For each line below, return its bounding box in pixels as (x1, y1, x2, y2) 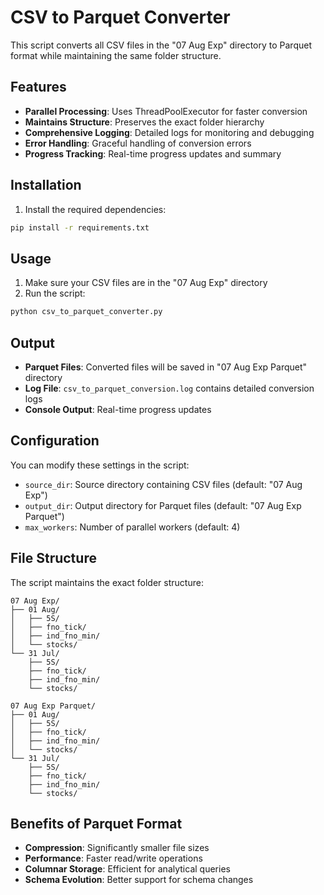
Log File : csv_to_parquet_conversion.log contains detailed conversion (24, 382, 315, 394)
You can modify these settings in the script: (10, 459, 190, 471)
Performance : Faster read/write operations (24, 852, 203, 865)
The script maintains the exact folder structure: (10, 576, 204, 588)
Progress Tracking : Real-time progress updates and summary (24, 147, 282, 160)
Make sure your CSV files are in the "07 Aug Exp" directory (24, 277, 268, 289)
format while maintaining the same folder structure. (10, 49, 222, 61)
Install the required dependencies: (24, 203, 167, 215)
